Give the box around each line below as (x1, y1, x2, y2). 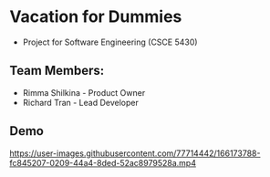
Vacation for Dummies (9, 6, 182, 27)
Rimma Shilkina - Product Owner (22, 87, 146, 98)
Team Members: (9, 63, 105, 78)
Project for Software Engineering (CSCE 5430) (22, 36, 198, 47)
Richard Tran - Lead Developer (22, 97, 139, 108)
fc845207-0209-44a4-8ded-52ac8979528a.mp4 (9, 157, 196, 168)
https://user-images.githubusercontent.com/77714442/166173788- (9, 148, 261, 159)
